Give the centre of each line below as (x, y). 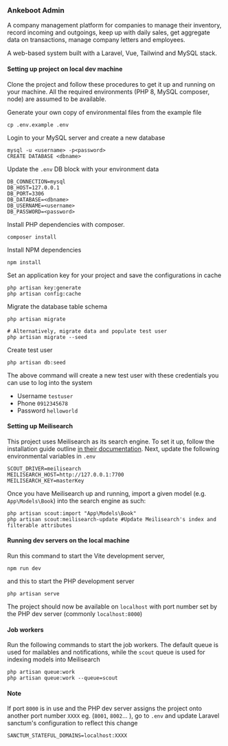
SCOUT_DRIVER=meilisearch (44, 469)
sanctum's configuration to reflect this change (72, 723)
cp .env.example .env (38, 125)
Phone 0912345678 (43, 403)
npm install (24, 262)
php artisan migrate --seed (47, 337)
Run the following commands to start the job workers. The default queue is (113, 645)
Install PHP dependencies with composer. (66, 224)
